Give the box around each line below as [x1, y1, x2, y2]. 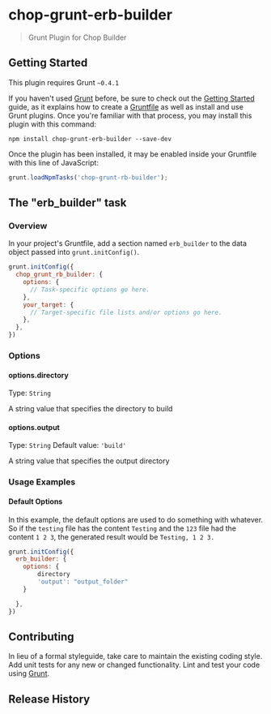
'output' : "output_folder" [37, 578, 129, 586]
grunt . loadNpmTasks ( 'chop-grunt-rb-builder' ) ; [8, 173, 168, 182]
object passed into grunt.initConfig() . [8, 247, 140, 257]
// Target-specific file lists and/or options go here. [29, 308, 222, 316]
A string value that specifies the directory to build [8, 404, 173, 414]
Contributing [8, 630, 74, 643]
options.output [8, 422, 61, 432]
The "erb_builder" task [8, 196, 127, 210]
